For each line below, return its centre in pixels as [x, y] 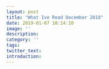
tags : [13, 46]
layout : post [23, 12]
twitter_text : [24, 51]
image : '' [19, 28]
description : [23, 34]
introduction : [24, 56]
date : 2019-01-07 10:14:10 [40, 23]
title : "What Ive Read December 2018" [55, 17]
